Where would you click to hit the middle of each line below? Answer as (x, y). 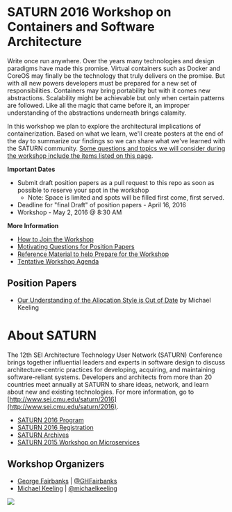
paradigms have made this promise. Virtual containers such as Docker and (114, 68)
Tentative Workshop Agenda (58, 261)
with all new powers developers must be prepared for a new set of (102, 83)
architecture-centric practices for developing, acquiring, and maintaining (111, 369)
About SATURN (52, 335)
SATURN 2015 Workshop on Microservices (78, 442)
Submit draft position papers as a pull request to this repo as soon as (116, 182)
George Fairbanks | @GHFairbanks (67, 481)
